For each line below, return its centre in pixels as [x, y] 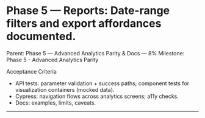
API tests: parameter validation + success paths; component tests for [102, 83]
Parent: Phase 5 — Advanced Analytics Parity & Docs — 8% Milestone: [95, 53]
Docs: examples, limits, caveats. [56, 102]
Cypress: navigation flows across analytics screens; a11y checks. [97, 96]
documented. [41, 36]
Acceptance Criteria [31, 71]
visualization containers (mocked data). [65, 89]
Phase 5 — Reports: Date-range [88, 11]
